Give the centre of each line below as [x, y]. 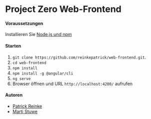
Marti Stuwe [25, 111]
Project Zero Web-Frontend [63, 9]
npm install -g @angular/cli [43, 73]
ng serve [21, 78]
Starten [13, 45]
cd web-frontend [29, 63]
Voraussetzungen [24, 23]
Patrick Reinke [27, 106]
